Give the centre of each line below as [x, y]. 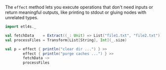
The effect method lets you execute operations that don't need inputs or [79, 7]
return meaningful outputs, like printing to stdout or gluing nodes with [76, 12]
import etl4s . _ [21, 27]
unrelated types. [22, 17]
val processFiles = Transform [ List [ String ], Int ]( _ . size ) [66, 40]
